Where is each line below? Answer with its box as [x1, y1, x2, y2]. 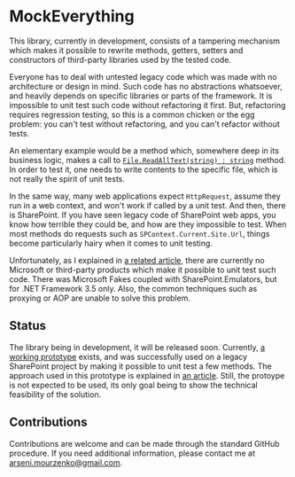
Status [9, 318, 47, 333]
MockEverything [9, 6, 135, 27]
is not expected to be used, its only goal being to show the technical [9, 379, 259, 390]
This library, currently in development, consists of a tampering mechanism [9, 35, 281, 46]
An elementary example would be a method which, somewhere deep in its [9, 145, 279, 156]
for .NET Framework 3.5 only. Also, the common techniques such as [9, 283, 258, 293]
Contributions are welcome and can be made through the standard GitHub [9, 438, 281, 449]
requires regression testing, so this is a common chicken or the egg [9, 109, 255, 120]
